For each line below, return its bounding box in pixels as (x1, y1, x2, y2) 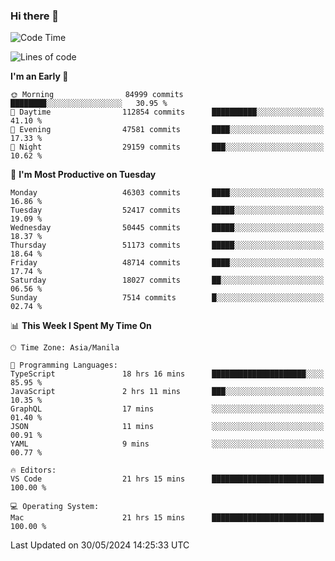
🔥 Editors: (10, 465, 57, 476)
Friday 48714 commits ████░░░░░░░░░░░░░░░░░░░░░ (10, 258, 325, 268)
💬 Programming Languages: (10, 360, 118, 371)
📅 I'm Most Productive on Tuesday (10, 169, 157, 181)
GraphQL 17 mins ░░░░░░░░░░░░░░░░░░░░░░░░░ (10, 404, 325, 414)
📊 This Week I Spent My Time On (10, 320, 152, 332)
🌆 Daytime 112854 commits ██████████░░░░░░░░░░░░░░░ (10, 107, 325, 118)
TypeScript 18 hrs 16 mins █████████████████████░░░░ (10, 369, 325, 379)
